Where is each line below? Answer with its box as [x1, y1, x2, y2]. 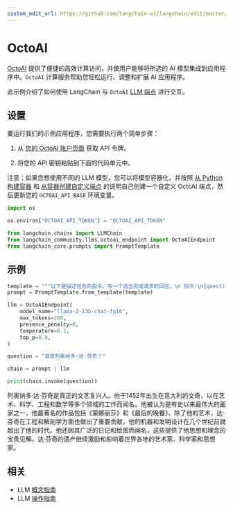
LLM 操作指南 [17, 494, 57, 502]
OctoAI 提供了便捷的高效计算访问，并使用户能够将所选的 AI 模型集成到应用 [7, 64, 220, 72]
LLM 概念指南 [17, 485, 57, 494]
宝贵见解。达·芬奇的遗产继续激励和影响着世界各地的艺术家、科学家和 [7, 435, 204, 443]
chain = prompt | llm [7, 365, 70, 372]
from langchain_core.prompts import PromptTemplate [7, 242, 159, 250]
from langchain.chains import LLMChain [7, 230, 123, 237]
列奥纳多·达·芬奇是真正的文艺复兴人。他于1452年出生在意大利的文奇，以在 [7, 392, 219, 400]
